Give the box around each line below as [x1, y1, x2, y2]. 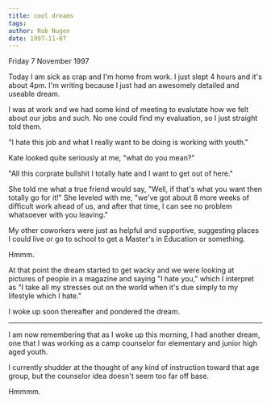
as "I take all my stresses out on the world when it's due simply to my [8, 283, 239, 293]
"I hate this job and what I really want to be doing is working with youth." [8, 138, 248, 147]
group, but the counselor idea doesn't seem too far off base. [8, 372, 210, 381]
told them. [8, 122, 43, 131]
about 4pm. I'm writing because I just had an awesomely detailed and [8, 81, 240, 90]
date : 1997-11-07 [8, 34, 67, 43]
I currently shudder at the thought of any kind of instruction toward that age [8, 363, 260, 372]
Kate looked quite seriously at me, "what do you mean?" [8, 153, 195, 163]
